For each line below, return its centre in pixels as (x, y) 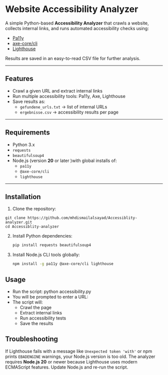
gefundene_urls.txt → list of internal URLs (63, 106)
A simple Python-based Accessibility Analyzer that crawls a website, (77, 23)
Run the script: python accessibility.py (52, 291)
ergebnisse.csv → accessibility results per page (69, 112)
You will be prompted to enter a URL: (50, 296)
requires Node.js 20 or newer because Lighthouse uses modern (71, 361)
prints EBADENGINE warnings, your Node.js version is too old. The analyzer (80, 356)
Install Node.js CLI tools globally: (46, 255)
